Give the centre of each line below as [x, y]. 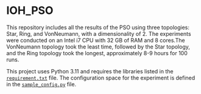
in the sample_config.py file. [41, 84]
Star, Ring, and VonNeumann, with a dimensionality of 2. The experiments [99, 33]
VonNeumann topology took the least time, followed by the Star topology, [98, 47]
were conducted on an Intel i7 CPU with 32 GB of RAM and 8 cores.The [96, 40]
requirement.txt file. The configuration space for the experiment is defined [101, 78]
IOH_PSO [30, 11]
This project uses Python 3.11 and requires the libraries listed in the [90, 71]
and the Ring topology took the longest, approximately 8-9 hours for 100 [97, 53]
